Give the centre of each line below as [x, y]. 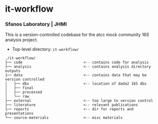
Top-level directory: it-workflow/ [45, 49]
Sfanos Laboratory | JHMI [36, 24]
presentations [19, 114]
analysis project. [21, 40]
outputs [13, 71]
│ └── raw [17, 97]
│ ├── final [19, 88]
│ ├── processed [24, 92]
